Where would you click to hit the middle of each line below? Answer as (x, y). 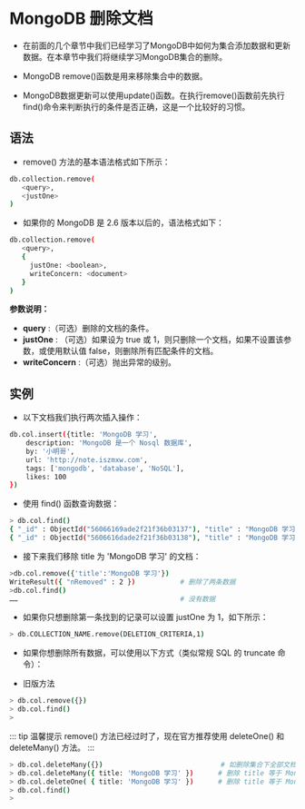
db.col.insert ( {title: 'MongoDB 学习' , (84, 435)
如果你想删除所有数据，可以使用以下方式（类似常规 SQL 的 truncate (149, 653)
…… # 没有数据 (113, 599)
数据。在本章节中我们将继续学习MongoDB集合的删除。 (125, 56)
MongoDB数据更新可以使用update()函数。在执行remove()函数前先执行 (154, 95)
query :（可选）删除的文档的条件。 (88, 329)
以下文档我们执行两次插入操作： (82, 418)
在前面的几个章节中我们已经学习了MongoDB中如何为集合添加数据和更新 (157, 45)
